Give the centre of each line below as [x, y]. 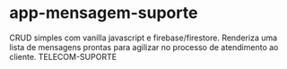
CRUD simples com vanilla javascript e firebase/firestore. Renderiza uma [143, 38]
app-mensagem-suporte [104, 13]
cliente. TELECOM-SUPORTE [63, 56]
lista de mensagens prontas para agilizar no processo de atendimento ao [144, 47]
